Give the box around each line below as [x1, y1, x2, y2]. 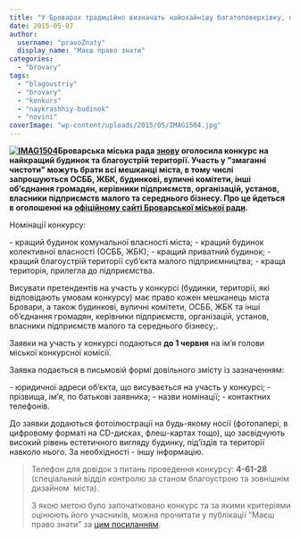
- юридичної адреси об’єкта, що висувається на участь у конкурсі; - [9, 382, 271, 393]
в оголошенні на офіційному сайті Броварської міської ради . [9, 203, 248, 212]
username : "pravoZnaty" [17, 37, 105, 47]
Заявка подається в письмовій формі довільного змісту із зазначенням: [9, 365, 285, 375]
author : [9, 29, 38, 38]
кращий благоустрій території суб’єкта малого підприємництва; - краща [9, 256, 286, 266]
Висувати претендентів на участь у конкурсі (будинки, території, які [9, 283, 271, 293]
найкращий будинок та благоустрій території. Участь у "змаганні [9, 155, 267, 165]
